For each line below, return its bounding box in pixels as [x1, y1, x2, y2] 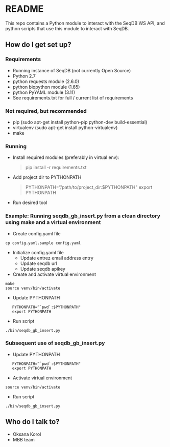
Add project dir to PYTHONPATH [12, 174, 82, 180]
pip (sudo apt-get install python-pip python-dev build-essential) [12, 119, 148, 125]
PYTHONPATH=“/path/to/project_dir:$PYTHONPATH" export [25, 184, 153, 190]
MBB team [12, 436, 35, 442]
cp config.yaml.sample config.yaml [5, 240, 81, 246]
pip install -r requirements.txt [25, 165, 87, 171]
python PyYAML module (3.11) [12, 89, 76, 95]
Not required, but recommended [5, 107, 87, 114]
